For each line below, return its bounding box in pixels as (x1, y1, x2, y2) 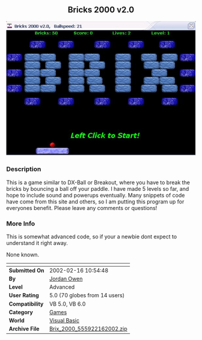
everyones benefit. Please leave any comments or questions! (6, 204, 158, 211)
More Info (6, 219, 35, 227)
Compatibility (8, 300, 44, 308)
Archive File (8, 325, 40, 333)
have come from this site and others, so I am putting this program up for (6, 198, 185, 205)
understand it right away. (6, 239, 68, 246)
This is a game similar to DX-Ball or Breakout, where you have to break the (6, 179, 191, 186)
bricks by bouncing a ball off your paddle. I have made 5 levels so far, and (6, 185, 189, 192)
